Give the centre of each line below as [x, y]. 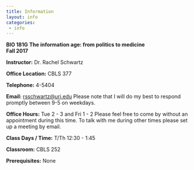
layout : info [22, 17]
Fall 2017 [17, 51]
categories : [21, 22]
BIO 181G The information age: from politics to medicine [76, 45]
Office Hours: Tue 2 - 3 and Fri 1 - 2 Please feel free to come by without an [97, 114]
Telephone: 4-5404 [30, 85]
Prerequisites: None [31, 161]
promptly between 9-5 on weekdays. [51, 103]
